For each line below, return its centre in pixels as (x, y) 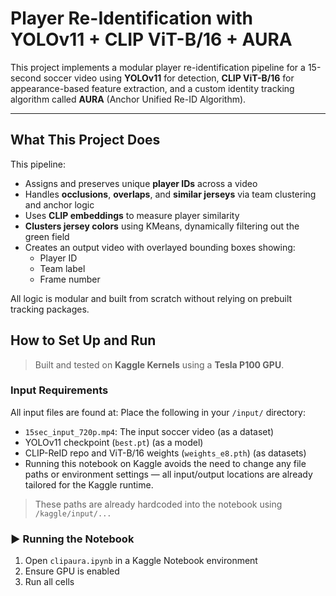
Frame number (70, 279)
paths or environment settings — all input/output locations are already (168, 474)
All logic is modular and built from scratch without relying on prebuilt (151, 298)
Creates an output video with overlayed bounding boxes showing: (160, 247)
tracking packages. (50, 309)
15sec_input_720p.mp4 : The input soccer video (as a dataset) (149, 431)
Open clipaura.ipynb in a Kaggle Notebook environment (141, 561)
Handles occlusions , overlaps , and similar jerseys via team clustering (170, 194)
